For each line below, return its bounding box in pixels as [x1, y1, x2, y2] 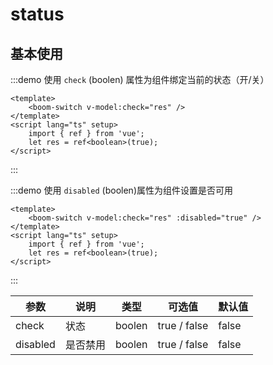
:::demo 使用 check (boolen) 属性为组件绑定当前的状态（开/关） [10, 74, 270, 85]
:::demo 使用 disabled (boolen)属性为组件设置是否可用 [10, 184, 233, 196]
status [10, 3, 65, 26]
